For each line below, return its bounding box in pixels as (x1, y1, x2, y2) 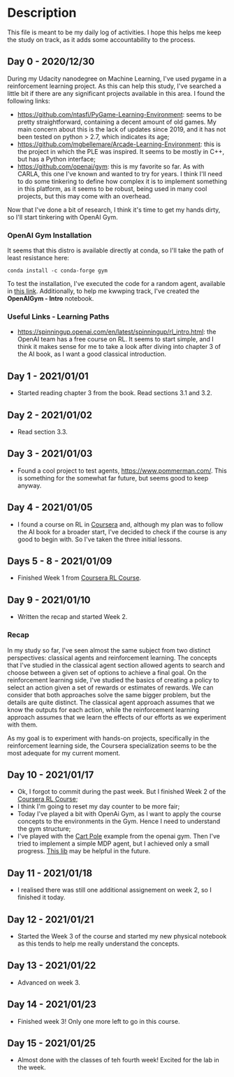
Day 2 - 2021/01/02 (7, 409, 93, 421)
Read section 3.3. (17, 427, 68, 436)
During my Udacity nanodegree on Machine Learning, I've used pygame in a (7, 74, 227, 83)
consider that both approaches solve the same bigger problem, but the (7, 690, 211, 699)
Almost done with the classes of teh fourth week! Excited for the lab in (17, 1056, 220, 1064)
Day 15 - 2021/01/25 (7, 1037, 96, 1049)
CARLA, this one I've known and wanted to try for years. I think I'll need (17, 169, 223, 178)
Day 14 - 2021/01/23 (7, 999, 96, 1011)
